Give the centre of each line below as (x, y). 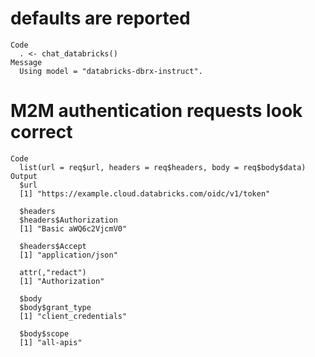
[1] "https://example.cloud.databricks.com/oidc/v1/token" (145, 193)
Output (24, 176)
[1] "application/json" (68, 255)
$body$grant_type (55, 307)
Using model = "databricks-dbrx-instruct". (111, 71)
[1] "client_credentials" (73, 316)
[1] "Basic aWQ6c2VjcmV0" (73, 228)
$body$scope (44, 333)
